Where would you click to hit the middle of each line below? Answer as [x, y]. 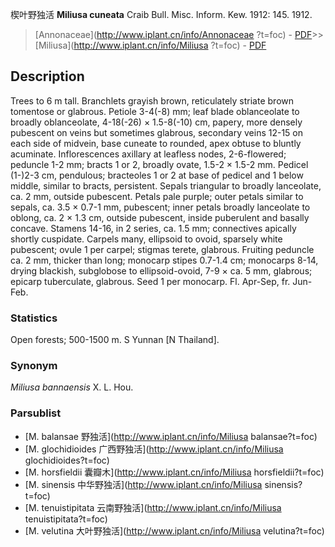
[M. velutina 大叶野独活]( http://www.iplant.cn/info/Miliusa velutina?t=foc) [174, 530]
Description [47, 76]
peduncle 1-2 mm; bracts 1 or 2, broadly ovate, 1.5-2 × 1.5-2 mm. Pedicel [159, 164]
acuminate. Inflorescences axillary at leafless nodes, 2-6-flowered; [148, 154]
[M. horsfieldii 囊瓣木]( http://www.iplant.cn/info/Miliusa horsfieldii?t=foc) [174, 472]
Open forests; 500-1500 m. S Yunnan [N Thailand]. [115, 340]
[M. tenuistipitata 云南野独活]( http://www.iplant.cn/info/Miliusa [153, 507]
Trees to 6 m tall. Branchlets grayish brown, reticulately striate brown [152, 100]
